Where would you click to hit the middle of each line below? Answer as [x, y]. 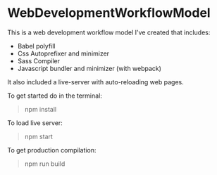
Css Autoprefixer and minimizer [63, 53]
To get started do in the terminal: [55, 96]
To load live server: [35, 123]
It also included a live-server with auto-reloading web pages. [96, 82]
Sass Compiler [39, 60]
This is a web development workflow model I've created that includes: [109, 32]
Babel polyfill [36, 46]
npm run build [45, 164]
